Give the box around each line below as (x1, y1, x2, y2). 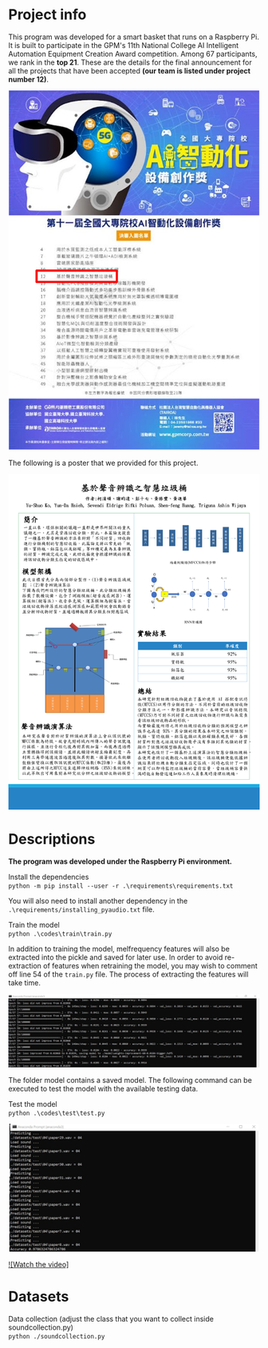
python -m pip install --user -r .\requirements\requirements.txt (8, 881, 234, 890)
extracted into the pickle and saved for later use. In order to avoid (8, 952, 223, 962)
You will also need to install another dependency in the (8, 896, 188, 905)
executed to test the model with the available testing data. (8, 1084, 199, 1094)
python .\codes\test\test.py (8, 1109, 105, 1118)
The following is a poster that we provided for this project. (8, 458, 199, 467)
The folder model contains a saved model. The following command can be (8, 1076, 253, 1085)
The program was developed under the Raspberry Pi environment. (8, 857, 233, 866)
